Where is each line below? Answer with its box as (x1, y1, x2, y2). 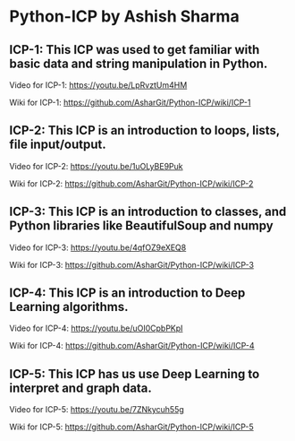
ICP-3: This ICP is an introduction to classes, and (9, 204, 287, 220)
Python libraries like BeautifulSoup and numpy (9, 218, 274, 234)
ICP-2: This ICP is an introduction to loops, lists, (9, 123, 280, 138)
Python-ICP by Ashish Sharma (9, 6, 240, 27)
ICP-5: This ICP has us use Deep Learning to (9, 366, 260, 382)
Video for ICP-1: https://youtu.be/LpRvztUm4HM (9, 80, 188, 91)
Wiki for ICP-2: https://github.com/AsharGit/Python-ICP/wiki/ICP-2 (9, 177, 254, 189)
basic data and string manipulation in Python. (9, 56, 268, 71)
